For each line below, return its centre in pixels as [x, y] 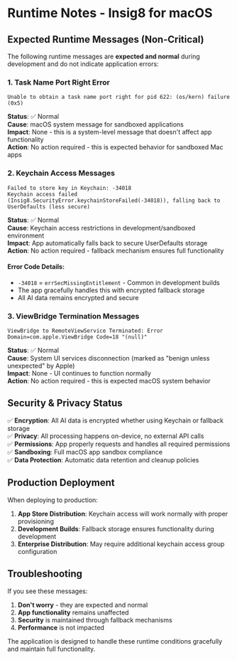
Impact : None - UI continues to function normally [79, 373]
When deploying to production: [53, 500]
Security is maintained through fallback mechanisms [95, 619]
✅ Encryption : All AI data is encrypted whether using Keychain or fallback [115, 420]
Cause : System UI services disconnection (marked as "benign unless [109, 358]
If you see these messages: [48, 591]
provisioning [36, 521]
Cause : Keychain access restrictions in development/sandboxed [101, 228]
